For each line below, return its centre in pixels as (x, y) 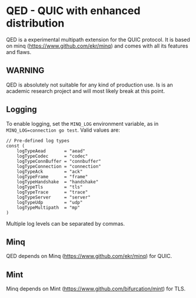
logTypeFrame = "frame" (52, 177)
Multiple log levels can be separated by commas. (66, 223)
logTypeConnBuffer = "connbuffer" (59, 161)
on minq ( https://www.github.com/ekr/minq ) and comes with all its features (97, 46)
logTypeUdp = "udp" (50, 202)
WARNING (25, 71)
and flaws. (19, 52)
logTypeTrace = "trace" (52, 192)
